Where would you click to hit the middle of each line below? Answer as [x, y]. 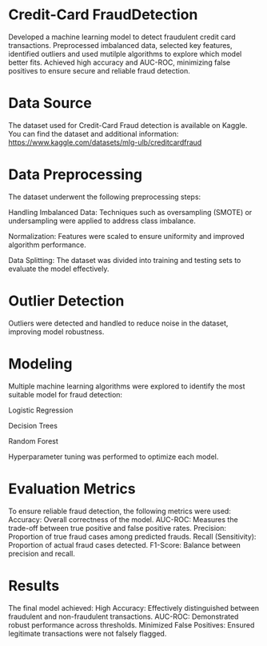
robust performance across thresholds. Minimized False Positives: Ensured [132, 624]
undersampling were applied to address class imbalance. [102, 221]
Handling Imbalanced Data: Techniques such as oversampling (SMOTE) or [130, 212]
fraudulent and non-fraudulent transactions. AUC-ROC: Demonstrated [124, 616]
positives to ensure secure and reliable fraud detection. [99, 70]
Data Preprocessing [76, 175]
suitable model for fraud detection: [65, 394]
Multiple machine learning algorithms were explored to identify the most [127, 386]
